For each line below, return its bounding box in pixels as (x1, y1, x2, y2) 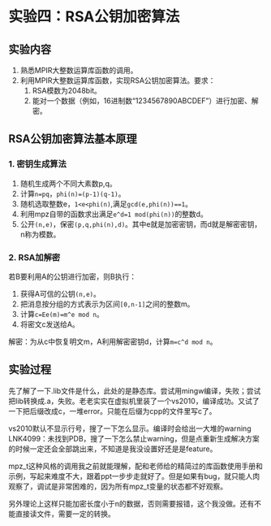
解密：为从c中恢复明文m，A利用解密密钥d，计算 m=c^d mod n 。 (8, 337, 217, 346)
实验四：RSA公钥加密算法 (8, 7, 180, 26)
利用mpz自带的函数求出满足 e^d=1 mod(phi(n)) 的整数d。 (19, 209, 209, 219)
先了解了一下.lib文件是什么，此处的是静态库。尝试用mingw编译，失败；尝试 (8, 385, 261, 395)
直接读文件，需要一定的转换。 (15, 509, 115, 519)
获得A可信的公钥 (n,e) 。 (19, 289, 101, 298)
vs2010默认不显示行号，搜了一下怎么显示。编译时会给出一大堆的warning (8, 424, 252, 433)
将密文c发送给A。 (19, 319, 80, 329)
